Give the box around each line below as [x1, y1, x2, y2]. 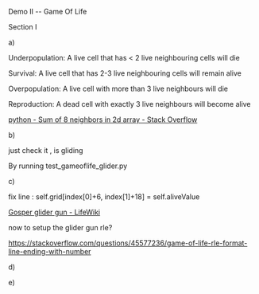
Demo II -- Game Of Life [8, 7, 87, 16]
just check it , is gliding [8, 146, 83, 155]
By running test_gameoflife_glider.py [8, 161, 128, 171]
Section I [8, 22, 37, 31]
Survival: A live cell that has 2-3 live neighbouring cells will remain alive [8, 69, 242, 78]
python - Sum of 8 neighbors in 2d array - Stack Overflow [8, 115, 198, 124]
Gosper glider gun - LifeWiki [8, 207, 101, 217]
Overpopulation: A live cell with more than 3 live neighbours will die [8, 84, 229, 93]
